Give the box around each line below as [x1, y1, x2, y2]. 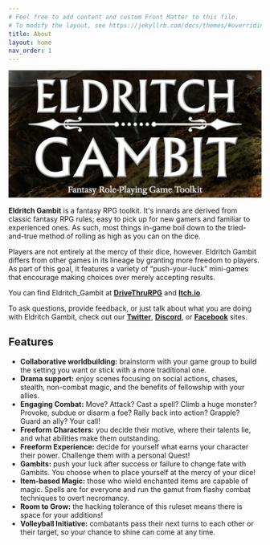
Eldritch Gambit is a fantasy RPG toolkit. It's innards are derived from [8, 205, 238, 216]
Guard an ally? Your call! [19, 416, 100, 425]
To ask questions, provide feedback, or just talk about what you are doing [8, 303, 252, 313]
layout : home [8, 39, 52, 47]
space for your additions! [19, 510, 104, 519]
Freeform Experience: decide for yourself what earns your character [19, 441, 249, 451]
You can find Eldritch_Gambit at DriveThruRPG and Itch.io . [8, 288, 202, 298]
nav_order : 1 [8, 47, 52, 55]
